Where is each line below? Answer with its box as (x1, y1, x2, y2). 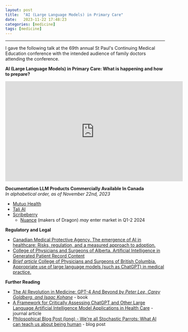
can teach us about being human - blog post (12, 321, 106, 327)
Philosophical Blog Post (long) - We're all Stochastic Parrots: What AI (12, 316, 157, 322)
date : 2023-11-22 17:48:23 (5, 17, 67, 22)
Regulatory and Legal (5, 227, 52, 233)
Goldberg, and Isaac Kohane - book (12, 294, 88, 300)
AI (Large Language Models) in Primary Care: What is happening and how (5, 66, 163, 72)
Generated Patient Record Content (12, 253, 85, 259)
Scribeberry (12, 212, 38, 218)
